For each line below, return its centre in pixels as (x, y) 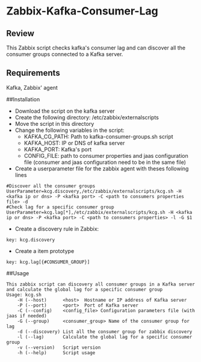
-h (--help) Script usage (56, 353)
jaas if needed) (26, 316)
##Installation (23, 99)
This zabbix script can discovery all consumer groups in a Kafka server (101, 284)
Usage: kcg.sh (24, 295)
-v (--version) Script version (59, 348)
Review (20, 33)
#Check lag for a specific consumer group (60, 207)
